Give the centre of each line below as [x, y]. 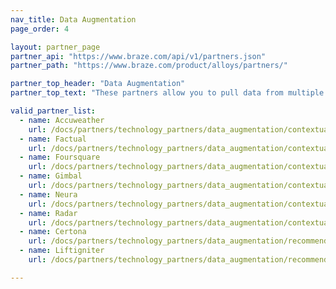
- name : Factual [53, 139]
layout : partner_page [55, 47]
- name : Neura [48, 194]
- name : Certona [53, 232]
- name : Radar [48, 213]
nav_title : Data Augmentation [73, 19]
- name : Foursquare [60, 157]
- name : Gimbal [51, 176]
